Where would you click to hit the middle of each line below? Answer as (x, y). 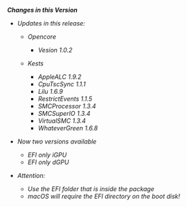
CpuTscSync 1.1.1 (62, 84)
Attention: (31, 176)
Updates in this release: (51, 23)
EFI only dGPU (48, 162)
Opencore (42, 37)
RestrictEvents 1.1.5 (65, 99)
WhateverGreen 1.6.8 (68, 128)
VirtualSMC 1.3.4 (62, 121)
